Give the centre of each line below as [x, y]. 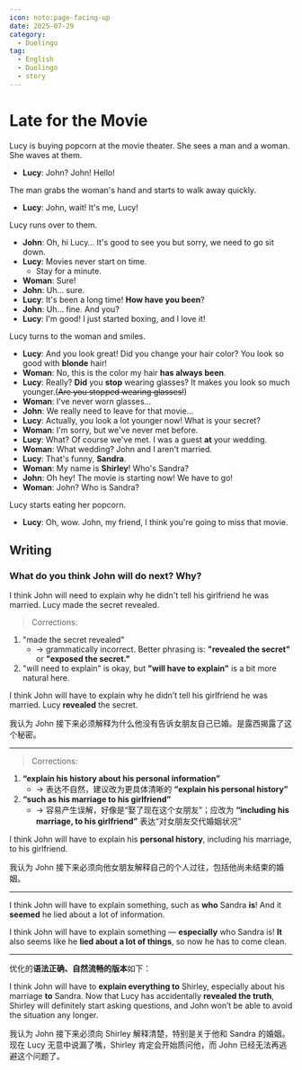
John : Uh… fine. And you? [71, 309]
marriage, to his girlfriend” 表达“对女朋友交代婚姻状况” [138, 821]
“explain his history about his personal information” [121, 779]
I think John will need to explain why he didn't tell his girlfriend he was [139, 595]
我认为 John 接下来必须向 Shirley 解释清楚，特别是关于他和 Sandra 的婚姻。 [150, 1034]
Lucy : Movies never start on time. [84, 261]
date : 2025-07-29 [42, 26]
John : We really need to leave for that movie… [108, 411]
